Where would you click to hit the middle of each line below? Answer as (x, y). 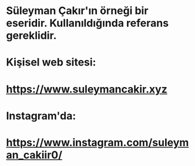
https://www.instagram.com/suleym (97, 142)
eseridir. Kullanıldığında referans (88, 23)
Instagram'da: (41, 116)
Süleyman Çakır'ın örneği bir (77, 11)
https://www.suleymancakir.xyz (87, 89)
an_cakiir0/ (34, 155)
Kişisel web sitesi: (51, 62)
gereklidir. (31, 36)
